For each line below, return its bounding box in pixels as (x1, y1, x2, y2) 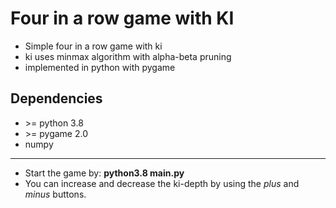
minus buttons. (24, 188, 87, 200)
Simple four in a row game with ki (24, 40, 163, 52)
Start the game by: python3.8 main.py (24, 167, 185, 179)
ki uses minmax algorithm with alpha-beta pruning (24, 50, 232, 62)
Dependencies (10, 90, 103, 107)
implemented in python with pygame (24, 61, 176, 73)
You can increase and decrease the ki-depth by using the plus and (24, 177, 300, 189)
